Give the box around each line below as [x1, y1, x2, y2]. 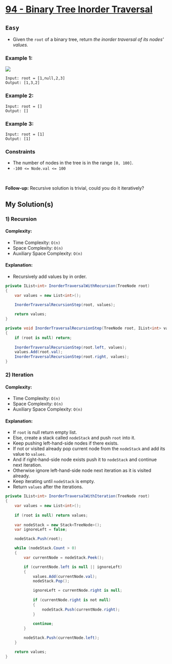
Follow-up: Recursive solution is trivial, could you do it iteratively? [5, 185, 144, 191]
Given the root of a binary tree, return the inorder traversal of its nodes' [12, 36, 164, 42]
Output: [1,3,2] [5, 81, 40, 86]
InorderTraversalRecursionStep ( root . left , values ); [14, 345, 127, 350]
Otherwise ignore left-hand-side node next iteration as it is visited [12, 468, 152, 474]
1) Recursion [5, 215, 37, 223]
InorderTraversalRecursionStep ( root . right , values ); [14, 354, 130, 359]
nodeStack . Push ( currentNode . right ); [41, 607, 120, 612]
